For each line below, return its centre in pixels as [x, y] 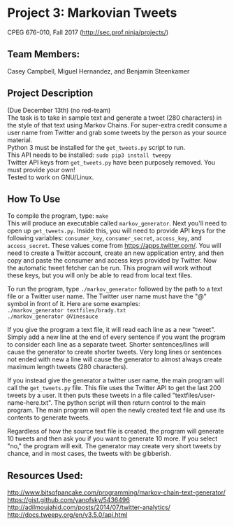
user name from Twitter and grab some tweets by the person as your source [117, 132]
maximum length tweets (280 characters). [67, 367]
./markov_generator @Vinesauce [53, 317]
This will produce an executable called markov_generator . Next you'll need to [117, 223]
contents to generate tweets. [49, 417]
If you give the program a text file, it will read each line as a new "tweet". [111, 330]
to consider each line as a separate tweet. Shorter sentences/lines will [108, 345]
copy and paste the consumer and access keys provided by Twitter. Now [112, 261]
